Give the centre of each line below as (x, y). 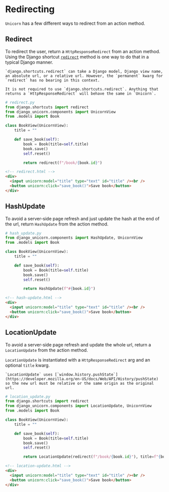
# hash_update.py (23, 233)
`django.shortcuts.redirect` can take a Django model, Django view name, (84, 71)
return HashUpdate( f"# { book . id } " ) (59, 289)
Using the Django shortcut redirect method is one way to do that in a (77, 57)
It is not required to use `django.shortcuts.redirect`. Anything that (82, 89)
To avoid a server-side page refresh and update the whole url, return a (78, 344)
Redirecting (30, 9)
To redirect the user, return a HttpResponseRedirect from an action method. (83, 51)
